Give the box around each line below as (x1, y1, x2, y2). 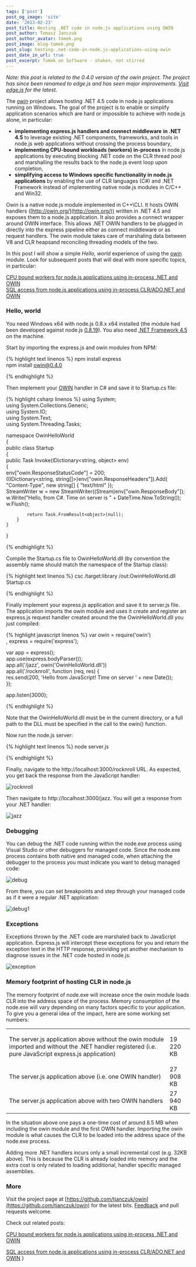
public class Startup (6, 444, 54, 451)
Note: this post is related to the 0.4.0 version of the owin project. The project (6, 74, 190, 81)
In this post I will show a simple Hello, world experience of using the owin (6, 250, 182, 257)
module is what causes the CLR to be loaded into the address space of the (6, 1131, 185, 1138)
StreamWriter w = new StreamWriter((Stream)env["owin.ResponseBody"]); (6, 487, 185, 495)
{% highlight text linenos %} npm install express (6, 355, 121, 362)
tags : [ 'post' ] (6, 8, 43, 15)
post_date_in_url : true (6, 52, 64, 58)
